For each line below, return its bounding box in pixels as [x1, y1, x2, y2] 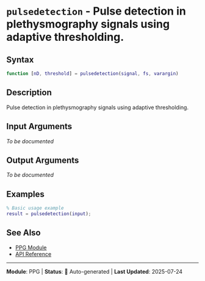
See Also [6, 227, 41, 238]
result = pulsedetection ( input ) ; [6, 211, 92, 217]
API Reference [15, 250, 52, 257]
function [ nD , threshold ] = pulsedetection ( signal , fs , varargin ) [6, 71, 179, 77]
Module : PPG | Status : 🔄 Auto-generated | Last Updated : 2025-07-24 [6, 268, 183, 275]
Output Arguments [6, 155, 79, 165]
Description [6, 87, 52, 98]
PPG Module [15, 244, 47, 251]
